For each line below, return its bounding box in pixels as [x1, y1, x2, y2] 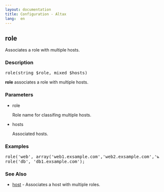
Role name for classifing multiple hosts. [12, 112, 92, 118]
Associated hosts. [12, 131, 48, 137]
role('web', [5, 154, 34, 159]
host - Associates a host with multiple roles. [12, 182, 101, 188]
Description [5, 59, 34, 66]
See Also [5, 171, 27, 177]
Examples [5, 143, 29, 150]
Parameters [5, 91, 33, 98]
